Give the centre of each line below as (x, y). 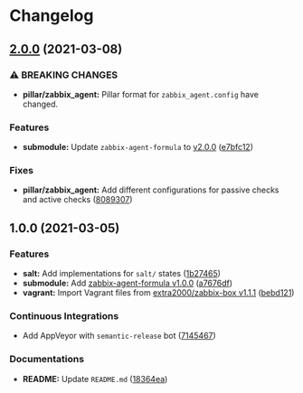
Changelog (52, 16)
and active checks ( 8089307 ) (77, 200)
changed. (40, 104)
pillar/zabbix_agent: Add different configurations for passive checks (151, 190)
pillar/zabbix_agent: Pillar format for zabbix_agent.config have (141, 94)
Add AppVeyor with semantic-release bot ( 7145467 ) (119, 336)
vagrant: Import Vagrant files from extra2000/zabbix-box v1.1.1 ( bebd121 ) (158, 293)
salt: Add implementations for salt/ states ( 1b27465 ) (122, 274)
